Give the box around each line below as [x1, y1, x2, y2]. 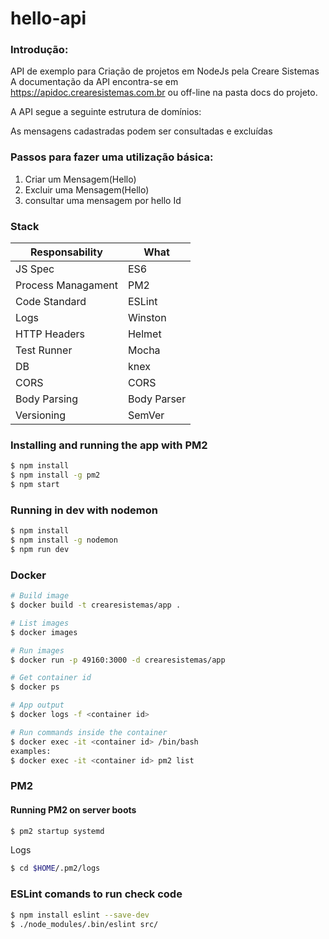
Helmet [127, 327, 162, 341]
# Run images [10, 645, 65, 656]
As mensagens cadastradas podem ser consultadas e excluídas [10, 125, 273, 137]
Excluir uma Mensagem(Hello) [24, 183, 150, 196]
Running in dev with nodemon [10, 503, 158, 517]
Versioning [15, 408, 67, 422]
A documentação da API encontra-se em [10, 76, 179, 88]
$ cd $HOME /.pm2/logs [10, 863, 101, 874]
